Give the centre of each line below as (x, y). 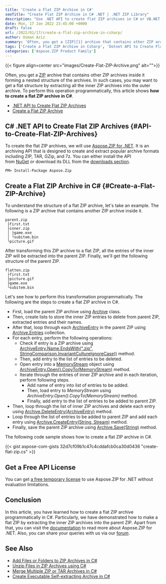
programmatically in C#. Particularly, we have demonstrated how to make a (82, 517)
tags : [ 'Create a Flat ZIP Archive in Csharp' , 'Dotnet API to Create (79, 47)
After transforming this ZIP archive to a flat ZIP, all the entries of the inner (80, 251)
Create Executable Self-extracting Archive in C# (61, 576)
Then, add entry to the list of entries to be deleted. (71, 359)
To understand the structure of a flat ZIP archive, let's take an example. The (82, 205)
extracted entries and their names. (47, 322)
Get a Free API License (40, 467)
